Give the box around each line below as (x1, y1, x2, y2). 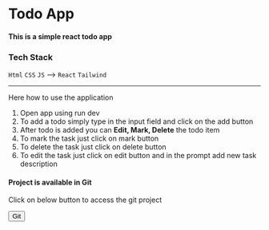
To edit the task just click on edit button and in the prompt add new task (19, 151, 257, 161)
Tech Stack (8, 51, 54, 62)
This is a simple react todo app (8, 31, 112, 41)
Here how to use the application (8, 93, 114, 102)
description (19, 159, 58, 169)
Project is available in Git (8, 177, 92, 187)
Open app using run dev (19, 109, 100, 118)
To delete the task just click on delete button (19, 142, 167, 152)
